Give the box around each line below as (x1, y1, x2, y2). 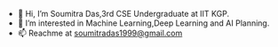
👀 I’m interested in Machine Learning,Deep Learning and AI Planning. (17, 18, 270, 28)
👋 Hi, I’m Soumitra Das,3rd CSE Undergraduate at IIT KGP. (17, 9, 229, 19)
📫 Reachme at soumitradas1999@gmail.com (17, 27, 183, 38)
